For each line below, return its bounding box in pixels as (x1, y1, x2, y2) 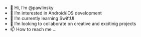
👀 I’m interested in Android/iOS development (10, 10, 102, 16)
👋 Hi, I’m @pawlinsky (10, 5, 54, 10)
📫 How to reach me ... (10, 26, 57, 32)
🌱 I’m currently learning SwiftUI (10, 15, 75, 21)
